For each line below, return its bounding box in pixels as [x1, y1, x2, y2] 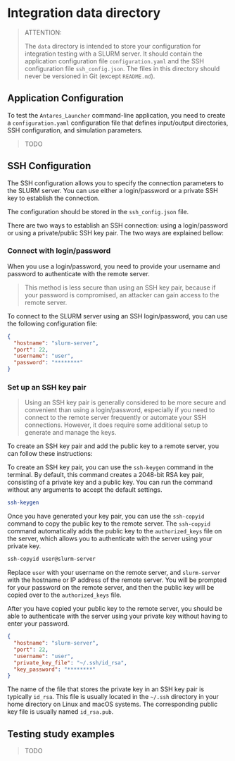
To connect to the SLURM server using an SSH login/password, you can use [7, 311, 228, 320]
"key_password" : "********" [13, 666, 96, 673]
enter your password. [7, 619, 70, 628]
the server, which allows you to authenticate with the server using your [7, 534, 212, 543]
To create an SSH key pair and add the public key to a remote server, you [7, 442, 220, 450]
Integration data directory [7, 5, 161, 21]
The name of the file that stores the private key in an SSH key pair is [7, 685, 205, 693]
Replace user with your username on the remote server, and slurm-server [7, 569, 221, 577]
